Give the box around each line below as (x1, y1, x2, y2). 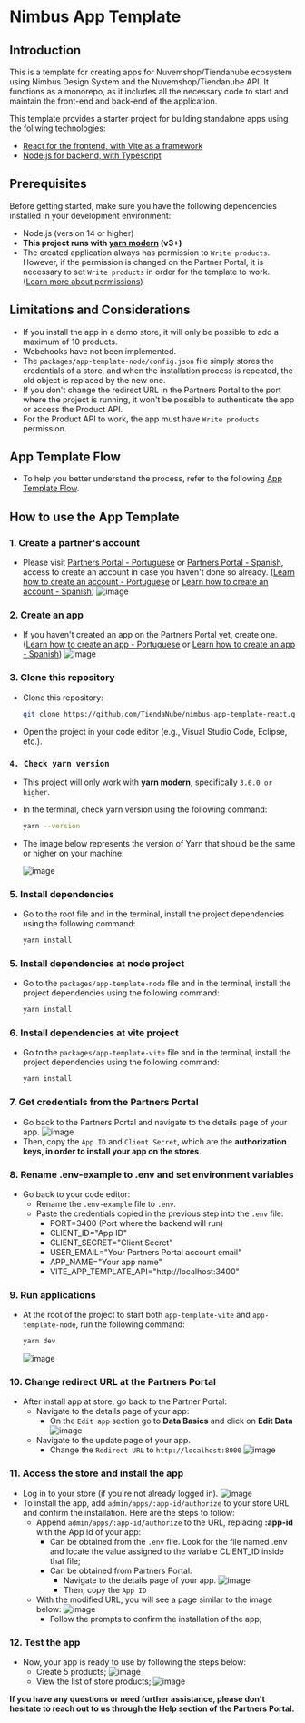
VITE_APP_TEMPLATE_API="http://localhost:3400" (49, 1265, 241, 1277)
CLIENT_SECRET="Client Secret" (49, 1237, 173, 1248)
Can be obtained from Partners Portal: (49, 1565, 192, 1576)
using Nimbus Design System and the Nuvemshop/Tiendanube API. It (9, 76, 270, 87)
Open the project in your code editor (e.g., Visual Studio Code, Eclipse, (22, 726, 288, 737)
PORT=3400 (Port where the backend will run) (49, 1217, 224, 1228)
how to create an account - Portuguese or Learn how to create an (22, 577, 269, 588)
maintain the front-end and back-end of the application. (9, 95, 218, 106)
